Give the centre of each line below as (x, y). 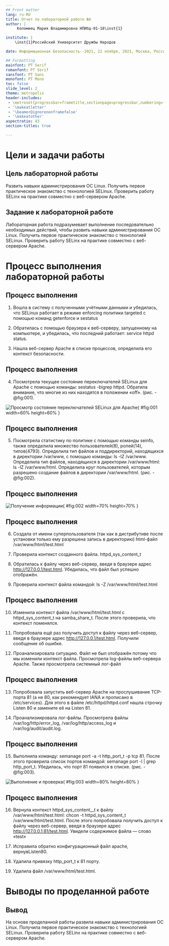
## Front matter (23, 10)
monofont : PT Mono (25, 79)
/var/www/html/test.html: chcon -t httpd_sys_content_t (69, 815)
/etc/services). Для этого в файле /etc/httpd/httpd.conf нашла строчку (88, 703)
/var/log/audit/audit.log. (37, 728)
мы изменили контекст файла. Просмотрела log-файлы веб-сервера (87, 658)
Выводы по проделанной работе (77, 891)
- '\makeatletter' (27, 107)
